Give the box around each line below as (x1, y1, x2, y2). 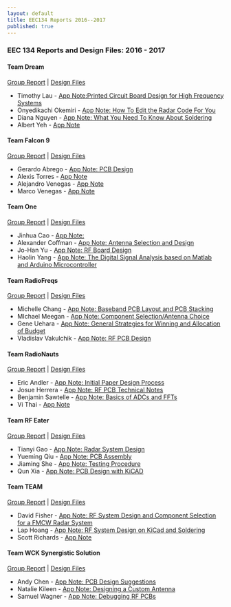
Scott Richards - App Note (16, 533, 92, 541)
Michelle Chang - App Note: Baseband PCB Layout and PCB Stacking (16, 305, 214, 313)
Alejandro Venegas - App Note (16, 180, 104, 188)
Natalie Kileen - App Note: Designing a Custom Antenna (16, 584, 175, 593)
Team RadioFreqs (7, 276, 58, 284)
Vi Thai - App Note (16, 401, 70, 409)
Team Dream (7, 63, 45, 71)
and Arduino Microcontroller (16, 260, 98, 268)
